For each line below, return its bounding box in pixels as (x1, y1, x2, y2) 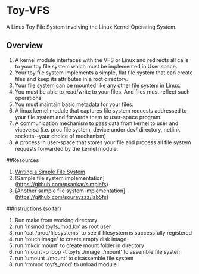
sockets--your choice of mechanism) (14, 132, 106, 139)
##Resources (6, 156, 39, 164)
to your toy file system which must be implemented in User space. (14, 63, 178, 70)
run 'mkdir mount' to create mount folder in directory (14, 242, 145, 249)
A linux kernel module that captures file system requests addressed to (14, 107, 187, 114)
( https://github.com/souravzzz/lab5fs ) (14, 193, 109, 200)
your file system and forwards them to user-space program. (14, 113, 162, 120)
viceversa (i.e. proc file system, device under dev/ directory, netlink (14, 126, 181, 133)
